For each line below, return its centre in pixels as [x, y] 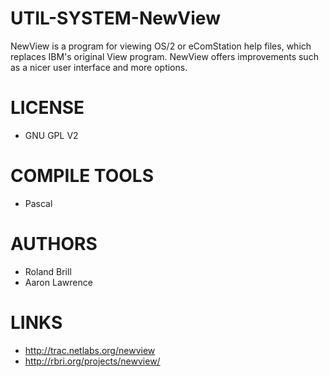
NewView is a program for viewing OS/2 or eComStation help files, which [161, 46]
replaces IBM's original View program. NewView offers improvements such [164, 56]
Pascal [38, 203]
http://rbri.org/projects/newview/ [92, 361]
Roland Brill [48, 271]
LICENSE [47, 108]
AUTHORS [54, 244]
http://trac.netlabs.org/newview [90, 350]
